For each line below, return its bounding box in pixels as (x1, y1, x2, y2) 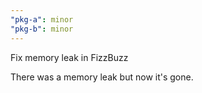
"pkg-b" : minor (10, 24, 74, 34)
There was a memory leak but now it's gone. (10, 71, 194, 83)
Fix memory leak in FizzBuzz (10, 51, 129, 63)
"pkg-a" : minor (10, 14, 74, 25)
